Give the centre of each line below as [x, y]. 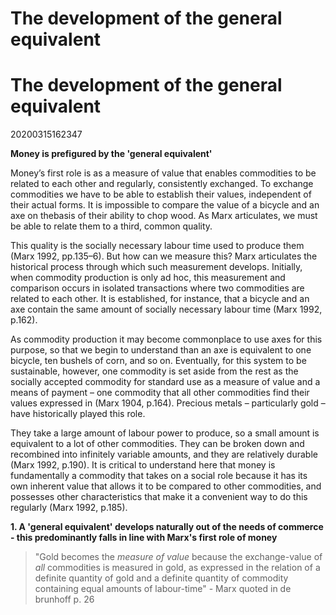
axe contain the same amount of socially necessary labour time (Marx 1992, [166, 309]
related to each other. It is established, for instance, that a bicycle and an [160, 299]
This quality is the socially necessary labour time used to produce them [157, 246]
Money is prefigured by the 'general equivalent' [111, 154]
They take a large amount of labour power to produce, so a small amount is [165, 433]
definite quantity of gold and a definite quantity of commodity [161, 578]
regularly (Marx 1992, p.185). [69, 508]
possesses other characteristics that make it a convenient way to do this [159, 497]
